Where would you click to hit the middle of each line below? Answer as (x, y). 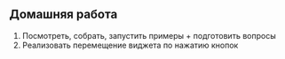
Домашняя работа (63, 15)
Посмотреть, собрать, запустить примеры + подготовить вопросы (149, 35)
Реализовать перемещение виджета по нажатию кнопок (130, 45)
